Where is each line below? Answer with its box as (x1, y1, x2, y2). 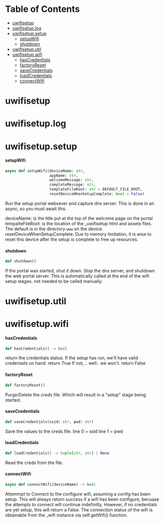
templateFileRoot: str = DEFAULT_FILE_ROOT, (49, 187, 142, 192)
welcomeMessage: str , (49, 178, 94, 183)
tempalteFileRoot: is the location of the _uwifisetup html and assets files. (5, 220, 152, 226)
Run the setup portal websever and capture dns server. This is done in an (5, 200, 155, 206)
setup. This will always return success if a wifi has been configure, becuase (5, 496, 160, 502)
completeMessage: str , (49, 182, 96, 187)
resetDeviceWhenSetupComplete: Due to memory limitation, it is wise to (5, 231, 152, 237)
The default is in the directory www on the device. (5, 226, 103, 232)
